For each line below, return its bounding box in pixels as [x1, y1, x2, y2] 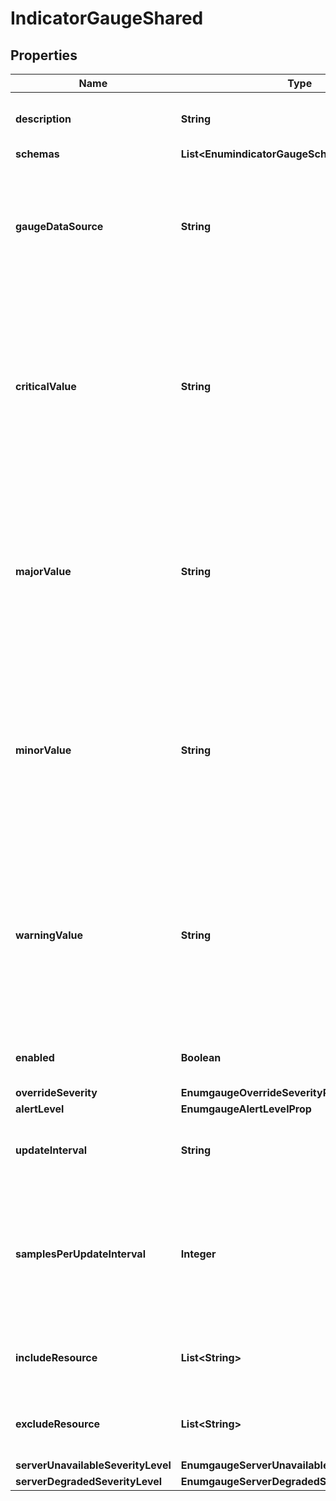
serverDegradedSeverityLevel [15, 1475, 163, 1488]
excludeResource [15, 1417, 101, 1431]
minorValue [15, 743, 72, 757]
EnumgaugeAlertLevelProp [180, 1102, 312, 1116]
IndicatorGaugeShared [10, 7, 204, 30]
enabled [15, 1051, 55, 1064]
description [15, 112, 72, 126]
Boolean [180, 1051, 222, 1064]
